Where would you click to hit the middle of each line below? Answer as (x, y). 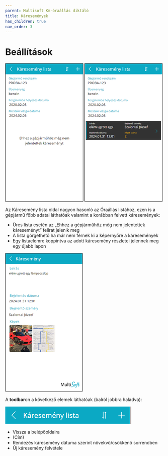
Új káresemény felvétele (37, 448)
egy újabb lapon (29, 246)
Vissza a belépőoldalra (36, 432)
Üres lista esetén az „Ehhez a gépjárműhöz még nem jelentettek (79, 225)
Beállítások (29, 52)
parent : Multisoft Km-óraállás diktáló (47, 11)
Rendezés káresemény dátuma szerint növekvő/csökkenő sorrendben (85, 443)
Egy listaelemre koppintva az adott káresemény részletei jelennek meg (86, 241)
